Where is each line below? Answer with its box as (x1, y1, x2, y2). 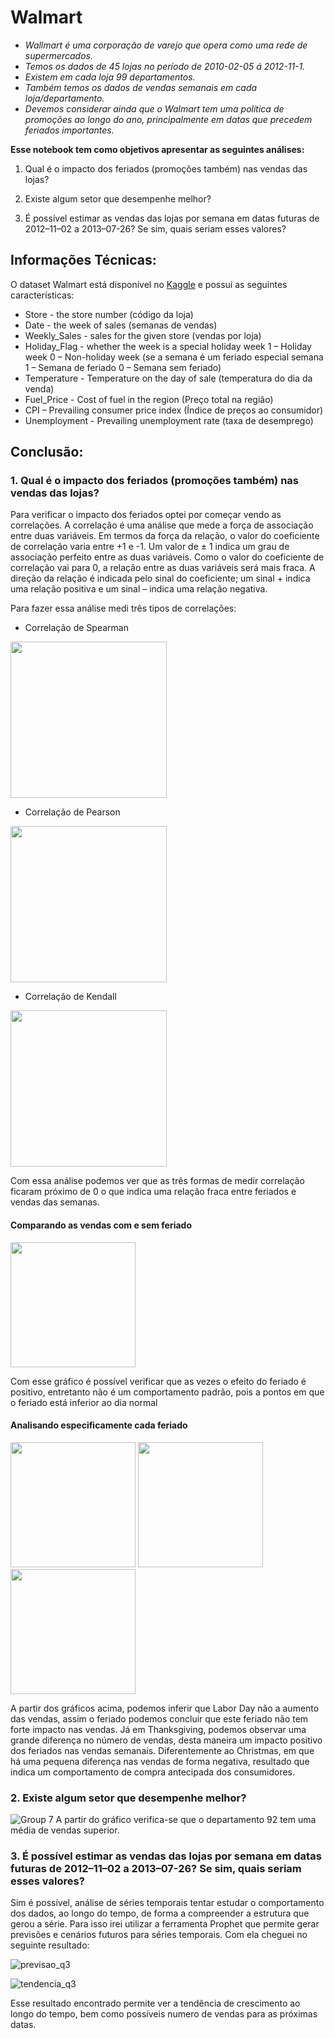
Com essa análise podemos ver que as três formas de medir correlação (10, 1175, 305, 1187)
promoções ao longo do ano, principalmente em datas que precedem (24, 113, 313, 125)
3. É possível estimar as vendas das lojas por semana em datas (10, 1849, 322, 1863)
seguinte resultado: (10, 1939, 90, 1951)
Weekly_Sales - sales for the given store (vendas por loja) (24, 329, 262, 341)
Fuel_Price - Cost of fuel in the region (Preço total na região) (24, 393, 274, 405)
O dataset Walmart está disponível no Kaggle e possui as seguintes (10, 278, 288, 290)
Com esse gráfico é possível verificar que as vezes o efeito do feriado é (10, 1375, 307, 1387)
